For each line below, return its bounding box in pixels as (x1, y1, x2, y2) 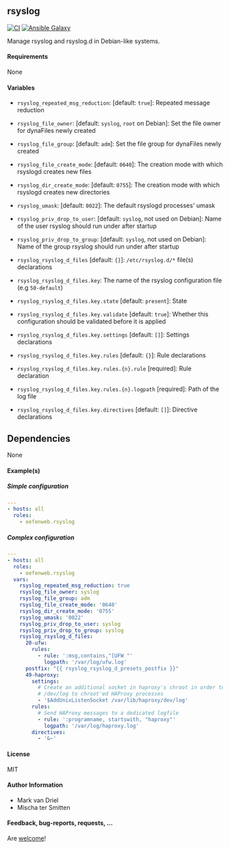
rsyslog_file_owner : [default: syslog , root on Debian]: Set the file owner (16, 119, 221, 127)
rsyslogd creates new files (16, 168, 92, 176)
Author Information (7, 781, 64, 789)
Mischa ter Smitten (16, 803, 71, 811)
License (7, 750, 31, 758)
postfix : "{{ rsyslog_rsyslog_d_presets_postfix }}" (25, 665, 179, 672)
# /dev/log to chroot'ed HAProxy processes (37, 691, 164, 698)
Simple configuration (7, 482, 69, 490)
